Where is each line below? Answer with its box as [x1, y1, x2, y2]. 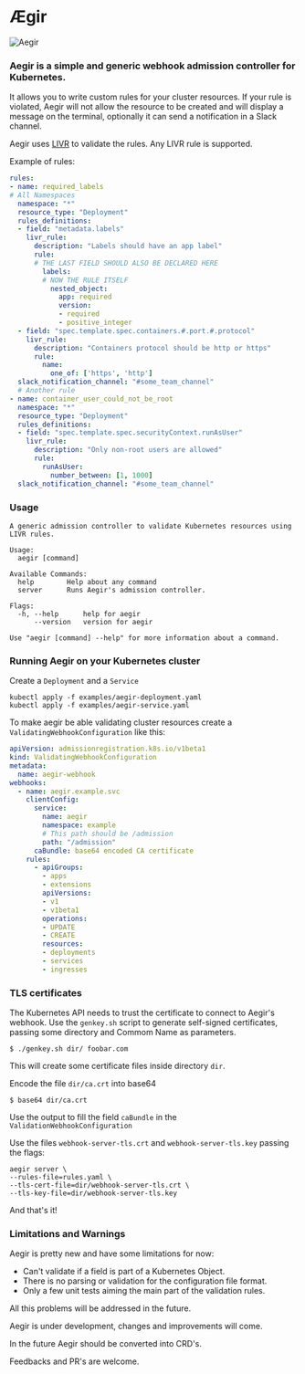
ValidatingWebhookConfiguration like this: [9, 727, 166, 738]
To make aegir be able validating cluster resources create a [9, 717, 233, 728]
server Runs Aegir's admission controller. [17, 585, 206, 594]
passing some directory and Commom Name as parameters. [9, 1027, 237, 1038]
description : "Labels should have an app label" [33, 242, 223, 251]
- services [42, 957, 84, 966]
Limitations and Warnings [9, 1228, 126, 1241]
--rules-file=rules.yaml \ [9, 1173, 112, 1182]
